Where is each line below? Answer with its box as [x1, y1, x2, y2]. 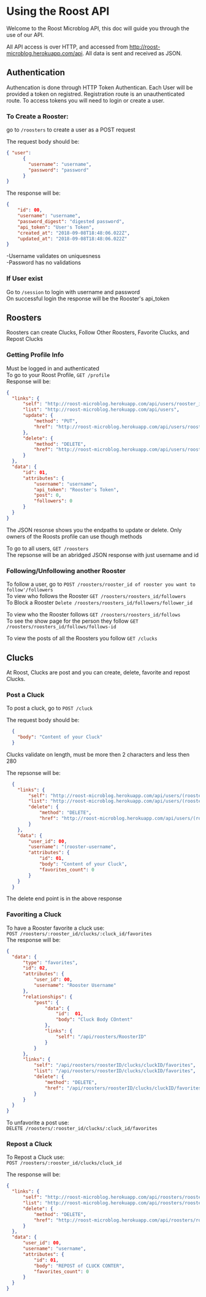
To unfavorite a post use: [6, 1119, 69, 1126]
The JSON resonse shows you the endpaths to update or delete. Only [6, 526, 182, 534]
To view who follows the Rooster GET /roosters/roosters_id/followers [6, 593, 186, 600]
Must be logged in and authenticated [6, 364, 99, 372]
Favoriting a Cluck [6, 910, 62, 919]
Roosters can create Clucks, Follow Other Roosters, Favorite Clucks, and [6, 329, 190, 336]
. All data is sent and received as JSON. [82, 49, 182, 56]
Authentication [6, 68, 66, 78]
